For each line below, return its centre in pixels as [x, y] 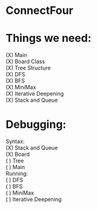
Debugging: [36, 124]
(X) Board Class [25, 62]
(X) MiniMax [21, 87]
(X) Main [16, 55]
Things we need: [48, 38]
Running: [17, 174]
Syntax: [15, 141]
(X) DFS [15, 75]
